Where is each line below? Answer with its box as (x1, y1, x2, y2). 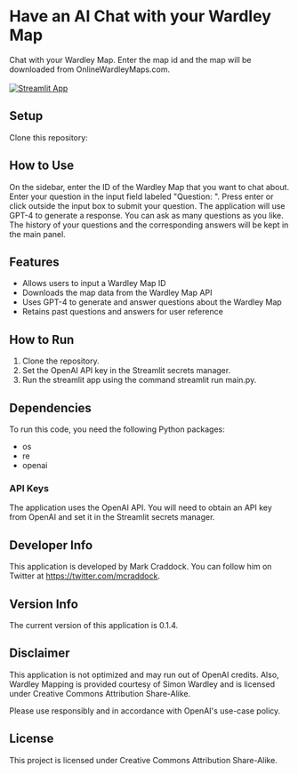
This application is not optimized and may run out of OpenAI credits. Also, (9, 669, 279, 680)
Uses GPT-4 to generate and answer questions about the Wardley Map (21, 297, 282, 307)
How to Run (9, 331, 75, 347)
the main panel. (9, 228, 67, 239)
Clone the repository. (21, 355, 100, 366)
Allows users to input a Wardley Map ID (21, 278, 166, 289)
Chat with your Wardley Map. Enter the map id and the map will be (9, 54, 252, 65)
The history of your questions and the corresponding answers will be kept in (9, 219, 289, 230)
